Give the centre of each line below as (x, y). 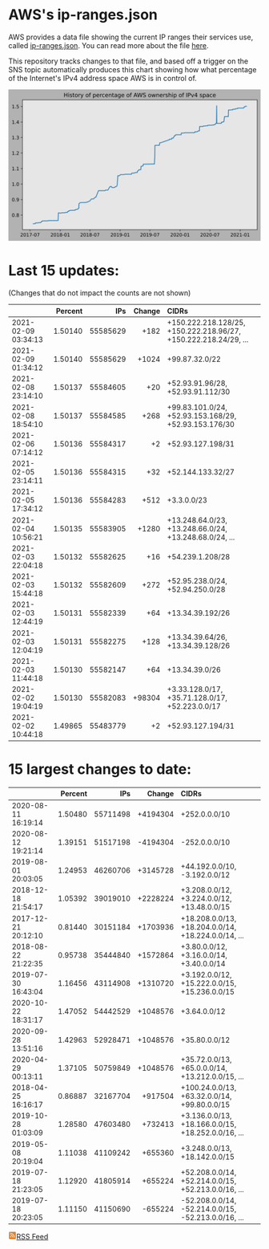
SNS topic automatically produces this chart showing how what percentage (132, 69)
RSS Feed (32, 1236)
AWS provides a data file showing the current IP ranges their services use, (131, 37)
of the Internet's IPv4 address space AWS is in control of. (103, 78)
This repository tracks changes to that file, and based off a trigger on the (128, 61)
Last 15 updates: (64, 271)
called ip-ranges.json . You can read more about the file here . (108, 45)
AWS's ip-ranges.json (83, 15)
